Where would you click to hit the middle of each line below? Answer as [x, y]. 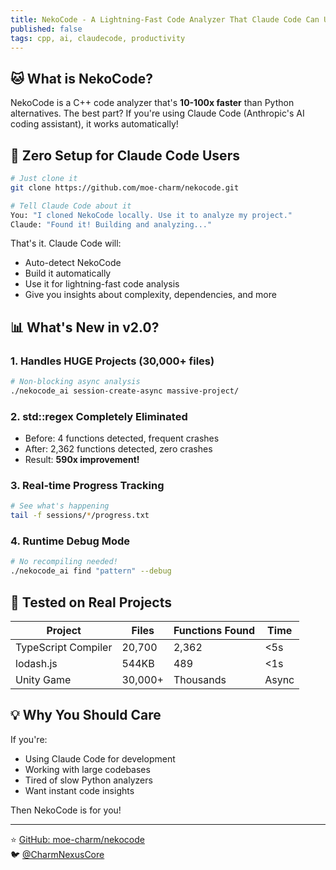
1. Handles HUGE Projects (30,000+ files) [112, 361]
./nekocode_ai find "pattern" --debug [91, 571]
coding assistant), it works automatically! [94, 124]
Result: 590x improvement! [82, 460]
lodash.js [36, 664]
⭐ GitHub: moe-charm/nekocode [77, 839]
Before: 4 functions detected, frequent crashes [122, 438]
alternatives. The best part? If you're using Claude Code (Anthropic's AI [157, 113]
